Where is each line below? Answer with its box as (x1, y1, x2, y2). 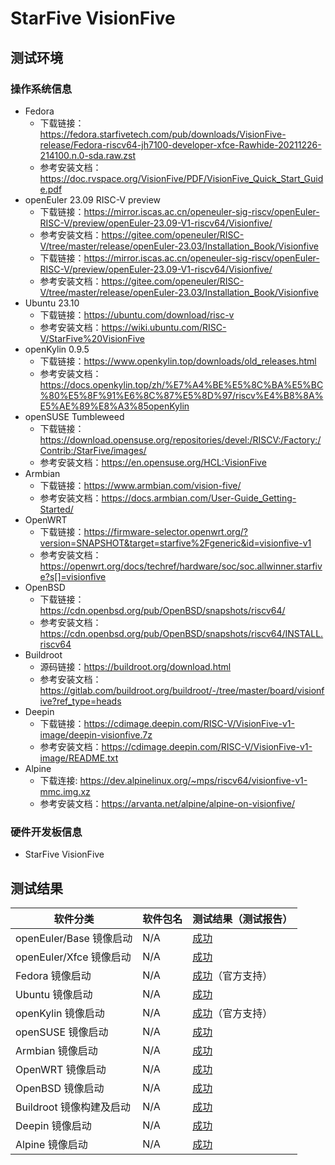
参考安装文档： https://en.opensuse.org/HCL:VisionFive (39, 456, 267, 468)
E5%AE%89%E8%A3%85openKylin (39, 400, 190, 412)
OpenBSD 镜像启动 (15, 1081, 105, 1095)
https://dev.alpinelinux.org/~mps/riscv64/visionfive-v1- (79, 774, 308, 786)
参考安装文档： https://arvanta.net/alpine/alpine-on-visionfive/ (39, 797, 295, 809)
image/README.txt (39, 752, 119, 764)
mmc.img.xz (39, 785, 91, 797)
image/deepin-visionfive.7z (39, 728, 153, 741)
